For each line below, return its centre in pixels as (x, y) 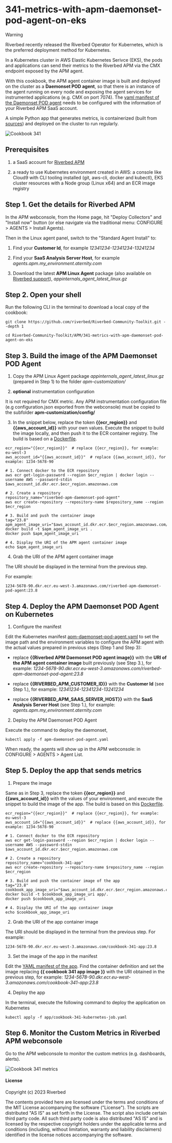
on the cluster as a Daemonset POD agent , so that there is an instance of (83, 86)
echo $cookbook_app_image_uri (38, 912)
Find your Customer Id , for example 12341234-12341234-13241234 (84, 248)
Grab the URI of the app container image (55, 921)
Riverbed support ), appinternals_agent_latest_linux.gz (70, 279)
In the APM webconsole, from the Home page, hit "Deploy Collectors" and (83, 217)
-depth (12, 327)
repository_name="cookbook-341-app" (44, 863)
